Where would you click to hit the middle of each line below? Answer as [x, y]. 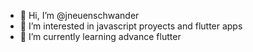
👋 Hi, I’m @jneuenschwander [79, 15]
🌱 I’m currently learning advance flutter [100, 36]
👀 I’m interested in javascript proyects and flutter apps [131, 26]
